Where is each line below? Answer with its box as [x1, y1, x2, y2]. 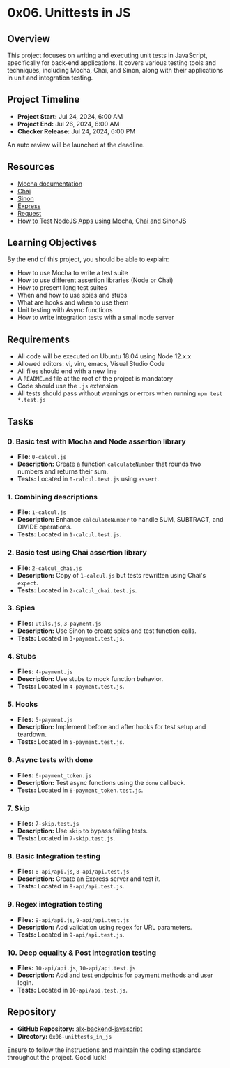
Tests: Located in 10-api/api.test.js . [17, 986, 128, 994]
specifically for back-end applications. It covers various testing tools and [7, 59, 216, 67]
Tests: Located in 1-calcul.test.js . [17, 530, 122, 539]
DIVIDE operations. [17, 522, 72, 532]
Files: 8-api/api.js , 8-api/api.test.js [17, 868, 130, 876]
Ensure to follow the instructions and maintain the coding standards [7, 1046, 201, 1054]
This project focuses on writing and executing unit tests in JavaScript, [7, 51, 208, 59]
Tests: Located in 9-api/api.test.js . [17, 930, 125, 939]
